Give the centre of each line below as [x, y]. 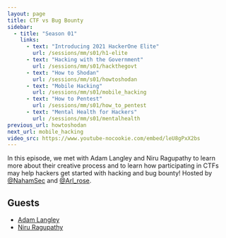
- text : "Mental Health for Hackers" [82, 112]
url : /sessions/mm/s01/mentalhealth [87, 118]
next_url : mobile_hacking [45, 132]
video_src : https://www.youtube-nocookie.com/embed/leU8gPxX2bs [104, 138]
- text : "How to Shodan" [63, 73]
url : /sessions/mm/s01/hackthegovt [85, 66]
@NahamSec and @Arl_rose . [49, 181]
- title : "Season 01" [46, 33]
